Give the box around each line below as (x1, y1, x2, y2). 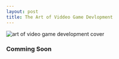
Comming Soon (6, 45, 52, 53)
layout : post (6, 8, 39, 15)
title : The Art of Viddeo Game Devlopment (6, 14, 113, 20)
